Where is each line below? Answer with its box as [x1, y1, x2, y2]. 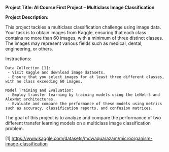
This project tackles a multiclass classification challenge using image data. [5, 24, 161, 30]
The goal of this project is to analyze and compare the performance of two [5, 115, 161, 120]
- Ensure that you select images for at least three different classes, [7, 74, 165, 80]
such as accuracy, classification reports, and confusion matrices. [5, 106, 153, 111]
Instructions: [5, 56, 31, 62]
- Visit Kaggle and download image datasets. [7, 70, 106, 75]
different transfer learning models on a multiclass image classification [5, 120, 151, 126]
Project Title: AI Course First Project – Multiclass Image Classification [5, 5, 155, 10]
